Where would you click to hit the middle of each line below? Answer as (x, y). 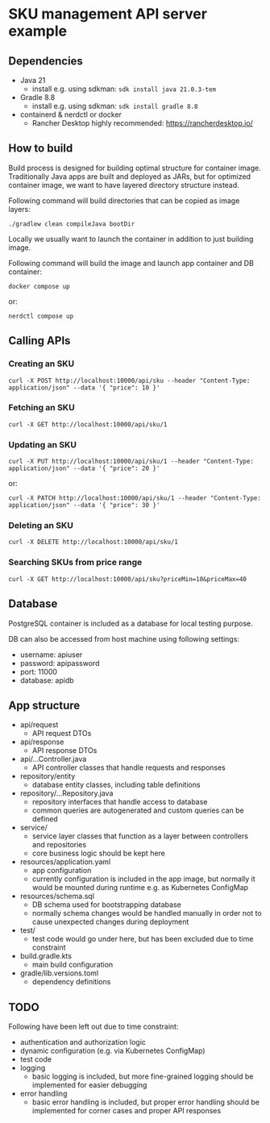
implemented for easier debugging (89, 1085)
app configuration (62, 871)
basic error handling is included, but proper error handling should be (146, 1102)
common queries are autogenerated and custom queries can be (138, 810)
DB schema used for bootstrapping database (106, 905)
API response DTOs (64, 751)
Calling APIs (39, 341)
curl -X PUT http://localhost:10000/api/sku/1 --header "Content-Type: (131, 462)
